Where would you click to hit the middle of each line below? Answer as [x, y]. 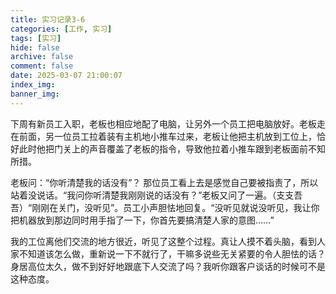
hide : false [35, 47]
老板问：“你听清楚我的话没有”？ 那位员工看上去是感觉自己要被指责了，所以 [164, 182]
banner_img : [35, 94]
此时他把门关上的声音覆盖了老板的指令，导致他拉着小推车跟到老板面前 [163, 148]
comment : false [42, 66]
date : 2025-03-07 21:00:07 [66, 76]
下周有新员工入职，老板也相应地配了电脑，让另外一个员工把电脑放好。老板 [163, 123]
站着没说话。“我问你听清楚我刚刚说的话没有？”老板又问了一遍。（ [143, 195]
